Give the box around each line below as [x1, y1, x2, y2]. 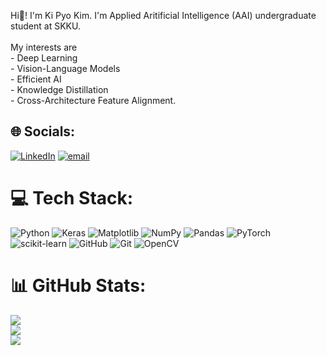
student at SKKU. [10, 20, 81, 32]
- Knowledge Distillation [10, 84, 109, 95]
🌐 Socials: [10, 123, 76, 140]
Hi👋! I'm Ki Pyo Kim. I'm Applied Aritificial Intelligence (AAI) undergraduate [10, 10, 317, 21]
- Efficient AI [10, 73, 62, 85]
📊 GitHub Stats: [10, 274, 147, 297]
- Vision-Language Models [10, 63, 121, 74]
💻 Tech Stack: [10, 187, 134, 209]
